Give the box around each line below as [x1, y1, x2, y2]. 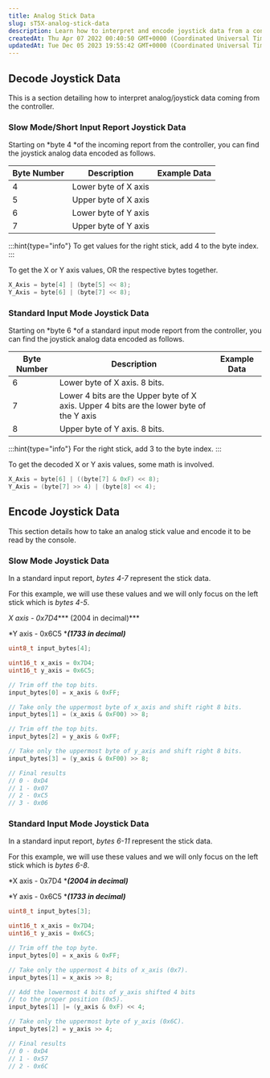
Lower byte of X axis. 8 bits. [59, 377, 165, 388]
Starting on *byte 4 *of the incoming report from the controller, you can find [8, 140, 260, 150]
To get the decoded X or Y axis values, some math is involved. [8, 460, 215, 470]
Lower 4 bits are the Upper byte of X [59, 390, 197, 401]
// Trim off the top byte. [8, 944, 99, 952]
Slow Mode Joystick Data [8, 555, 110, 566]
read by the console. [8, 535, 76, 545]
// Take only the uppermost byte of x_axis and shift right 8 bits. [8, 703, 243, 711]
